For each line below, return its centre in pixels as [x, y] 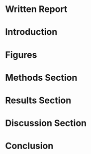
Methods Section [41, 77]
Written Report [36, 9]
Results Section [38, 100]
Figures [21, 55]
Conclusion [29, 146]
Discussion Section [46, 123]
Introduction [31, 32]
